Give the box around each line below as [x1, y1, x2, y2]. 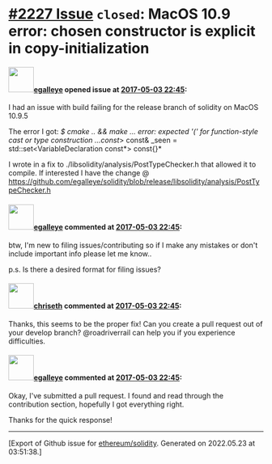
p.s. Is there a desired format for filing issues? [8, 264, 162, 274]
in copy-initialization [8, 40, 150, 57]
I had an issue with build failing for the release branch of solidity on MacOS [8, 103, 259, 112]
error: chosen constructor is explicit [8, 22, 256, 40]
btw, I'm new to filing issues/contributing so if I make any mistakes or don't [8, 240, 258, 250]
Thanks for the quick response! [8, 415, 113, 424]
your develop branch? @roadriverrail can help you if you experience [8, 327, 236, 337]
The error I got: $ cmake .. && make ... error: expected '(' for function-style [8, 127, 259, 137]
